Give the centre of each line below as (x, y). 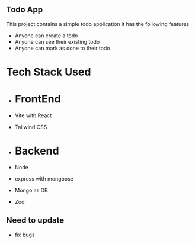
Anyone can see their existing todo (57, 41)
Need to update (35, 221)
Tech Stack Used (49, 72)
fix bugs (25, 235)
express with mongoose (44, 179)
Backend (37, 151)
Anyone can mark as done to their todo (63, 48)
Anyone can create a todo (46, 36)
